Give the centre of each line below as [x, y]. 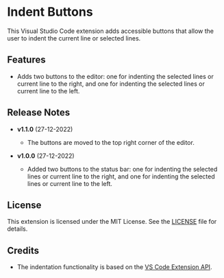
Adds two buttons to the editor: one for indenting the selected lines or [115, 76]
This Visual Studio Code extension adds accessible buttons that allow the [111, 31]
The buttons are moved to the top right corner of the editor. [111, 142]
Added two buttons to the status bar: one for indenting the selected [122, 169]
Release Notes [39, 113]
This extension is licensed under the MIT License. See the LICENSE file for [112, 222]
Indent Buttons [50, 12]
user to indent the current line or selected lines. [74, 38]
